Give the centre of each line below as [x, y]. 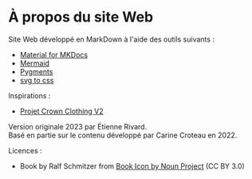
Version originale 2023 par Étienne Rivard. [78, 126]
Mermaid [35, 63]
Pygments [36, 71]
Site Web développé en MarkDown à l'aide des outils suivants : [112, 39]
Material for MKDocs [54, 54]
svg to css [37, 80]
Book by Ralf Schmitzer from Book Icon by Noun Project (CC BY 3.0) [132, 166]
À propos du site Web [81, 17]
